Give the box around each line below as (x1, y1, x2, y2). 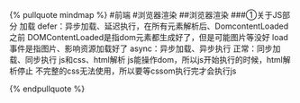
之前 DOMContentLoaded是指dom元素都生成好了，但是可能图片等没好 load (9, 32, 288, 42)
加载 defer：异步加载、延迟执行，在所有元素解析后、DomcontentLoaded (19, 21, 289, 31)
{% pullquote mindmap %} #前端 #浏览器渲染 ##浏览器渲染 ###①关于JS (9, 10, 283, 20)
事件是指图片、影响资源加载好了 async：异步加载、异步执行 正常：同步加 (9, 43, 281, 54)
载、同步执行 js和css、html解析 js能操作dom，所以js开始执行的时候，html (9, 55, 284, 64)
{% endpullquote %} (9, 83, 86, 94)
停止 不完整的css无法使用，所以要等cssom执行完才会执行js (16, 65, 237, 76)
